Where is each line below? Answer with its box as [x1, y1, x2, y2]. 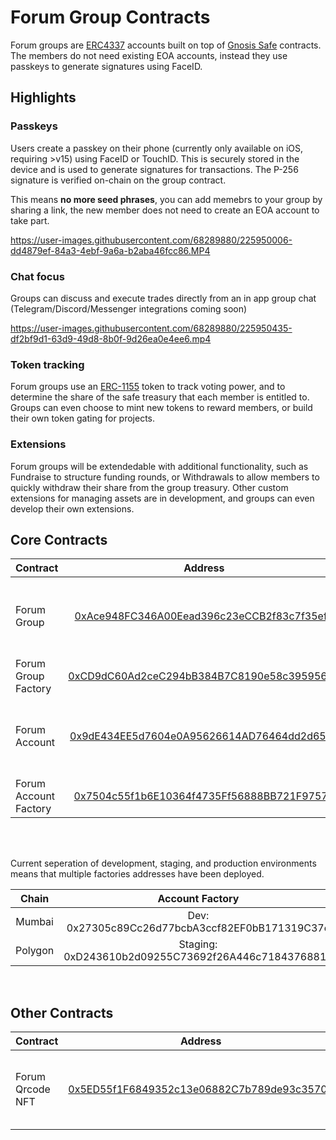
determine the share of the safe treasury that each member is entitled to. [10, 391, 310, 403]
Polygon [15, 944, 55, 958]
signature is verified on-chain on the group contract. [10, 174, 227, 186]
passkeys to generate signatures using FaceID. [10, 60, 203, 72]
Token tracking [10, 357, 85, 371]
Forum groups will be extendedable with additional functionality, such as [10, 460, 309, 472]
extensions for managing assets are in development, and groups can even [10, 492, 315, 504]
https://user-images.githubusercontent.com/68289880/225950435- [10, 322, 293, 334]
